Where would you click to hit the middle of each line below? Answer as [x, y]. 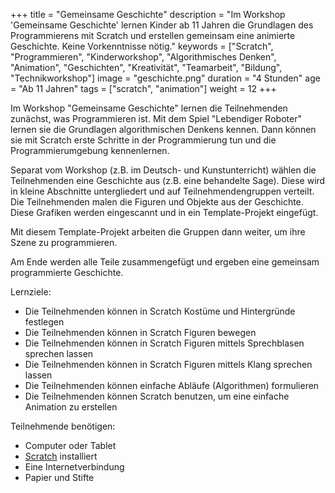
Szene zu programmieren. [64, 242]
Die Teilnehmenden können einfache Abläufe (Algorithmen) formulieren [172, 385]
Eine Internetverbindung [74, 467]
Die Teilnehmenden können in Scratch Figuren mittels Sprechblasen [164, 343]
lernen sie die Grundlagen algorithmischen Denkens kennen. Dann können [163, 129]
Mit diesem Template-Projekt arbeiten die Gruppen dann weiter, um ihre [158, 232]
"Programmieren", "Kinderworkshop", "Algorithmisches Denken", [143, 57]
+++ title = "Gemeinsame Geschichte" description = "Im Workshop [148, 14]
